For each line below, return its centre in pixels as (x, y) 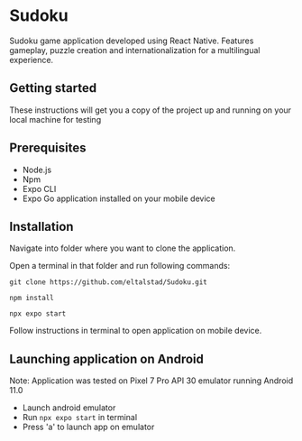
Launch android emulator (69, 408)
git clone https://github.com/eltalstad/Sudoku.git (108, 282)
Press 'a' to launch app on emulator (88, 427)
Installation (41, 226)
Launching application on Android (107, 358)
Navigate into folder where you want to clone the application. (123, 248)
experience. (32, 60)
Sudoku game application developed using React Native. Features (132, 41)
